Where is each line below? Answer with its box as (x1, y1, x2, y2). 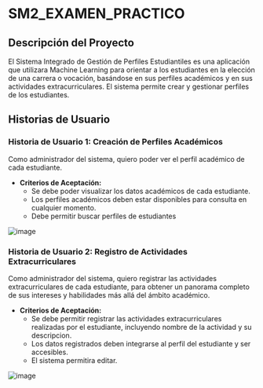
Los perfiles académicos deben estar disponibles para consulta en (31, 194, 247, 204)
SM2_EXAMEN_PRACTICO (8, 5, 185, 23)
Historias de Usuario (8, 113, 111, 126)
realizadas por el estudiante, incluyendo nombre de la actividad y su (31, 322, 252, 331)
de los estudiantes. (8, 90, 70, 99)
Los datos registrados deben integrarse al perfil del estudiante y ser (31, 339, 251, 348)
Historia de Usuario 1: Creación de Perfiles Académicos (8, 137, 224, 148)
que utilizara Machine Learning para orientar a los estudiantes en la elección (8, 65, 255, 75)
